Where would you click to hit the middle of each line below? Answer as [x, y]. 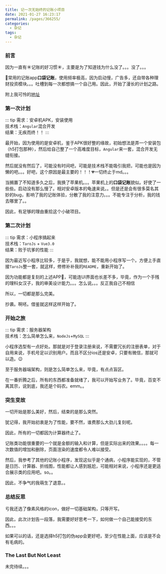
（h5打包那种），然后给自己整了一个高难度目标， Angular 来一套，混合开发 [79, 149]
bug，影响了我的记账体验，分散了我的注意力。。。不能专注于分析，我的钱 [87, 195]
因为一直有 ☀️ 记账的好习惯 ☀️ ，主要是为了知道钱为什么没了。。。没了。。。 [77, 67]
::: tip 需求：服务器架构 [28, 330]
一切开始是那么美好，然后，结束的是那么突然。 [53, 412]
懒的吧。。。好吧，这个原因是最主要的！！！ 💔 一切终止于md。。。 [68, 172]
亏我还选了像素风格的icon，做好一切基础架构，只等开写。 [64, 508]
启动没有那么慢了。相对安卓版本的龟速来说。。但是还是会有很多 [82, 189]
